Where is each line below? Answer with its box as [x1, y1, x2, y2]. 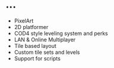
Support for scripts [14, 54, 61, 62]
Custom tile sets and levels [14, 48, 80, 56]
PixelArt [14, 17, 34, 24]
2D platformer [14, 23, 49, 30]
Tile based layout [14, 42, 57, 49]
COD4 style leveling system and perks [14, 30, 108, 37]
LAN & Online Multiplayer [14, 36, 76, 43]
